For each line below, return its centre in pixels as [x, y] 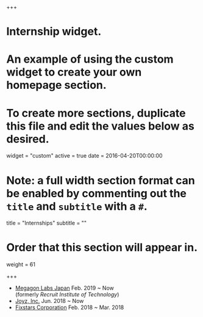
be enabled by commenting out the [97, 193]
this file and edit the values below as [101, 126]
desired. [28, 139]
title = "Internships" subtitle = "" [47, 223]
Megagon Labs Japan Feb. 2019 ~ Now [65, 288]
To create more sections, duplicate [96, 113]
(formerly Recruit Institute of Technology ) [67, 294]
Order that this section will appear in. [102, 248]
